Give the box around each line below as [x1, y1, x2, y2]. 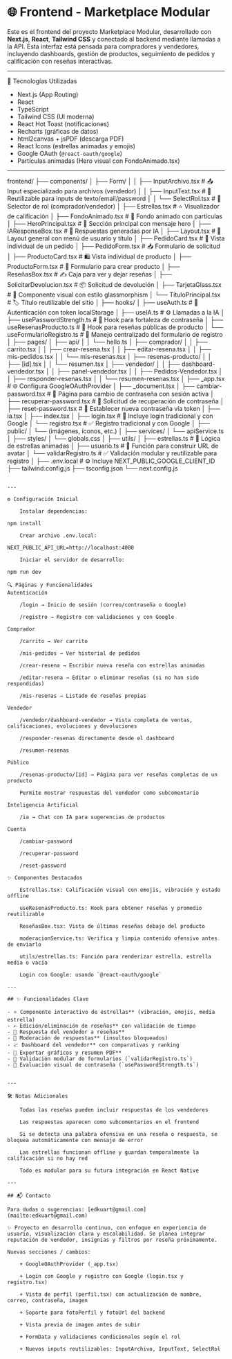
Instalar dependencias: [19, 507, 88, 515]
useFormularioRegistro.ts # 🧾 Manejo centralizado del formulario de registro [7, 330, 223, 338]
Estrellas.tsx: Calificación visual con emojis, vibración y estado [19, 886, 221, 893]
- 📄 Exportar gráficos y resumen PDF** [7, 1049, 122, 1056]
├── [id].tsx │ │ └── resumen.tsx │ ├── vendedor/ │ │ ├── [7, 360, 181, 368]
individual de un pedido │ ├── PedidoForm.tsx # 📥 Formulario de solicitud [7, 242, 220, 250]
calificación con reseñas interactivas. [7, 57, 113, 65]
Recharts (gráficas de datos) [17, 127, 99, 135]
